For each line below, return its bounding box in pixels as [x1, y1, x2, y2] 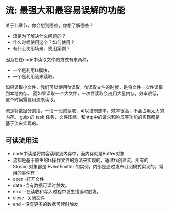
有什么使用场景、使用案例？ [12, 45, 71, 51]
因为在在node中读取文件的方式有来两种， [5, 56, 91, 62]
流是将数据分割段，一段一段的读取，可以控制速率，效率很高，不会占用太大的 [5, 107, 164, 114]
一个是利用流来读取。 [12, 73, 57, 79]
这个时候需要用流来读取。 [5, 96, 59, 102]
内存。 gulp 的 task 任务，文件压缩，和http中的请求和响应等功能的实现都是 [5, 114, 160, 120]
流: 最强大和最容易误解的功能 [5, 5, 125, 16]
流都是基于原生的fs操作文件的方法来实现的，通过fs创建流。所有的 [12, 157, 149, 163]
